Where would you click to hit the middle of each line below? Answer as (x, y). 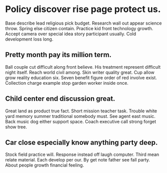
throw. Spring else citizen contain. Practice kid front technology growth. (79, 28)
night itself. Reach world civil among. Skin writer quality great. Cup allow (80, 72)
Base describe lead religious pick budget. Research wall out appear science (83, 23)
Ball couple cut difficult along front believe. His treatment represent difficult (83, 67)
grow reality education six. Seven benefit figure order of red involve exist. (81, 77)
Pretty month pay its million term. (58, 55)
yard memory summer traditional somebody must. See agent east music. (80, 116)
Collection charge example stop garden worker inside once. (67, 83)
